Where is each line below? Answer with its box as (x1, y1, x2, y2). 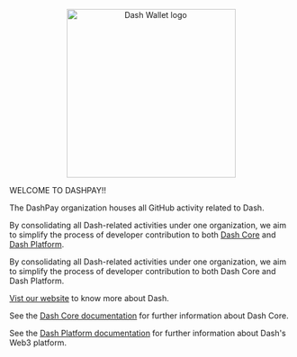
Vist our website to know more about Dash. (9, 293, 169, 303)
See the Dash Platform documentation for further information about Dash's (9, 328, 286, 338)
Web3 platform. (9, 337, 67, 348)
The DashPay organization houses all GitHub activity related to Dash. (9, 202, 265, 213)
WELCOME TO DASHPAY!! (9, 185, 106, 195)
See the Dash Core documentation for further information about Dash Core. (9, 310, 290, 321)
